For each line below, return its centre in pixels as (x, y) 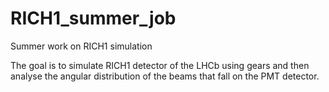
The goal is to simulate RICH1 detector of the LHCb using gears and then (160, 65)
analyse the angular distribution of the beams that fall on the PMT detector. (165, 76)
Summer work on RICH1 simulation (81, 46)
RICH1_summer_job (93, 18)
